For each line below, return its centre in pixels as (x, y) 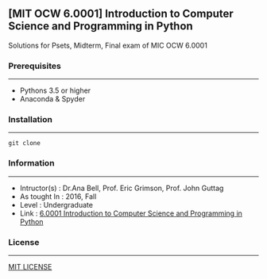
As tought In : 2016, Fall (58, 196)
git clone (25, 143)
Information (31, 163)
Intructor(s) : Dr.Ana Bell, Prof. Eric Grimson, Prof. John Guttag (122, 188)
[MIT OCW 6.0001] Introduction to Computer (121, 14)
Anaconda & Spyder (52, 99)
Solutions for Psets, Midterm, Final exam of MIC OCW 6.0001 (108, 45)
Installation (31, 120)
